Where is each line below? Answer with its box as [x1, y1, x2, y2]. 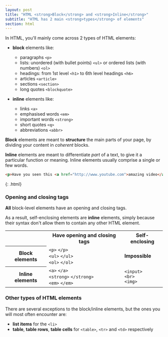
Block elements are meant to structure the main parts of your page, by [5, 137, 151, 143]
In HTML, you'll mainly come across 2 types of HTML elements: [5, 35, 136, 41]
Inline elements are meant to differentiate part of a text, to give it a [5, 152, 142, 158]
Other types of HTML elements [5, 294, 82, 301]
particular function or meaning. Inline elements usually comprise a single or [5, 157, 160, 163]
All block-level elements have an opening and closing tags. [5, 205, 127, 211]
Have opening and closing [52, 232, 116, 239]
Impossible [124, 252, 151, 259]
